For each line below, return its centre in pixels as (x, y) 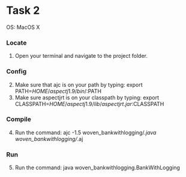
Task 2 (23, 11)
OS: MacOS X (23, 27)
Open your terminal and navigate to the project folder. (81, 56)
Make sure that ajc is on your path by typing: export (79, 84)
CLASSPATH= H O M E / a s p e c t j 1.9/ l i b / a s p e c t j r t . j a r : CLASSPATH (89, 104)
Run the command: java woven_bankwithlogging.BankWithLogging (97, 168)
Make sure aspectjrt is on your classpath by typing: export (87, 98)
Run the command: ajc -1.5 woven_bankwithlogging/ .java (85, 132)
